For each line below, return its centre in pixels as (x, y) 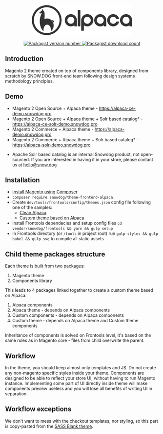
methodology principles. (30, 81)
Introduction (24, 59)
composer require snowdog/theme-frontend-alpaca (62, 198)
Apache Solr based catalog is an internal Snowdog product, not (76, 154)
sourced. (21, 159)
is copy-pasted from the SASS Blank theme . (49, 426)
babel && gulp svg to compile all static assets (58, 239)
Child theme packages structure (55, 254)
